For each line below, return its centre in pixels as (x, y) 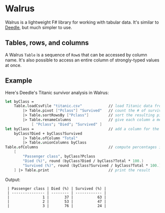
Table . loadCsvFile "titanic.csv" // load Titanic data (83, 106)
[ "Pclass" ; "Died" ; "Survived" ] (67, 124)
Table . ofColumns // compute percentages (81, 147)
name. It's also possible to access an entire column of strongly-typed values (82, 60)
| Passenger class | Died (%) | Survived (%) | (57, 188)
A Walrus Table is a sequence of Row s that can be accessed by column (76, 55)
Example (19, 81)
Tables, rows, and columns (47, 43)
